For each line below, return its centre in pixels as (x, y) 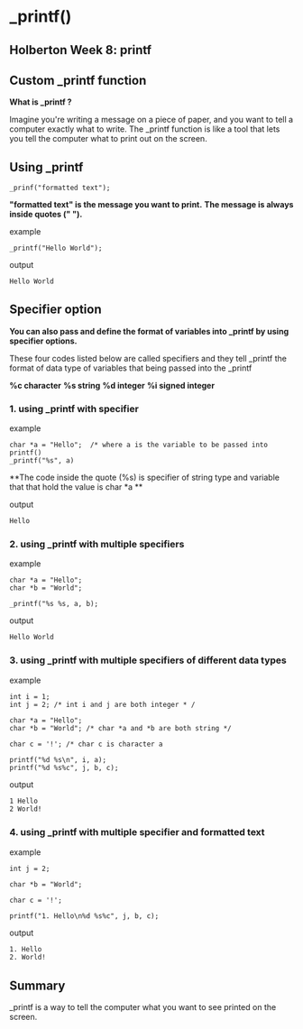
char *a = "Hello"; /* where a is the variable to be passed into (139, 445)
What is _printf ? (41, 102)
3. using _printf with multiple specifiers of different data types (148, 660)
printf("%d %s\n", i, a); (58, 759)
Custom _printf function (78, 80)
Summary (37, 985)
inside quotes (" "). (46, 215)
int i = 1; (30, 696)
